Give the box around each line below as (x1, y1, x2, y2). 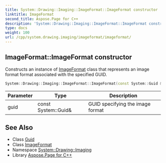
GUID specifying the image (88, 100, 151, 107)
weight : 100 (5, 30, 30, 35)
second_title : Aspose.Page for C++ (5, 16, 79, 21)
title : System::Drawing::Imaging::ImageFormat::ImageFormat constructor (5, 7, 158, 12)
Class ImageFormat (12, 142, 52, 148)
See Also (5, 123, 33, 131)
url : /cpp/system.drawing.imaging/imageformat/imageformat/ (5, 35, 132, 40)
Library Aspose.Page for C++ (12, 152, 73, 158)
